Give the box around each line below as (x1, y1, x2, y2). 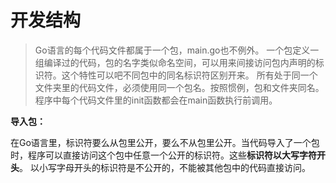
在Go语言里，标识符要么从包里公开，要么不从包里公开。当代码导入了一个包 (10, 136, 320, 148)
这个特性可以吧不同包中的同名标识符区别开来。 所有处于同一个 (61, 69, 318, 81)
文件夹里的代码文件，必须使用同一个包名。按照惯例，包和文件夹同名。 (34, 81, 325, 93)
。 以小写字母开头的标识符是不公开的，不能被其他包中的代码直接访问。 (19, 161, 311, 173)
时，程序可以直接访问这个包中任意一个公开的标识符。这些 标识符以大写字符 (10, 149, 317, 161)
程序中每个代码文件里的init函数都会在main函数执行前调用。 (34, 94, 278, 106)
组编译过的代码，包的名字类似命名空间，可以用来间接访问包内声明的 (34, 56, 316, 68)
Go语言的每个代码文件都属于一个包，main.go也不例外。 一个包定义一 (34, 44, 320, 56)
